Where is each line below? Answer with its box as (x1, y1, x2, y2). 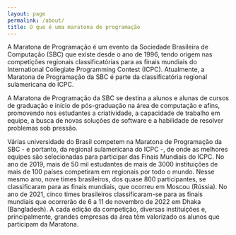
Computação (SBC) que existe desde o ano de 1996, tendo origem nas (7, 50, 213, 59)
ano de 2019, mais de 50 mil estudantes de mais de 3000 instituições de (7, 160, 218, 169)
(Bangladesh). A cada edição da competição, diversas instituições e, (7, 205, 207, 214)
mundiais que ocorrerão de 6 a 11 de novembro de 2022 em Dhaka (7, 198, 201, 206)
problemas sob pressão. (7, 124, 78, 133)
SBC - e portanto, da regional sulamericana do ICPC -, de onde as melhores (7, 145, 228, 154)
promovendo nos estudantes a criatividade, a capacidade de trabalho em (7, 109, 220, 117)
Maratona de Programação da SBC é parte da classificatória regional (7, 73, 208, 81)
